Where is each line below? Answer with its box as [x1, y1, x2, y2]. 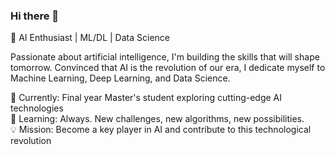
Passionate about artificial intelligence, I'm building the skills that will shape [10, 51, 320, 63]
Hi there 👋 [10, 9, 60, 23]
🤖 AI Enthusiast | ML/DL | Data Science [10, 32, 170, 44]
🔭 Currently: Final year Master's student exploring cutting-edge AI [10, 92, 283, 104]
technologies [10, 102, 64, 114]
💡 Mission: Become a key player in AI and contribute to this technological [10, 124, 312, 136]
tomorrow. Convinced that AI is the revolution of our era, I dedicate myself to [10, 62, 326, 74]
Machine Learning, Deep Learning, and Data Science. [10, 72, 231, 84]
